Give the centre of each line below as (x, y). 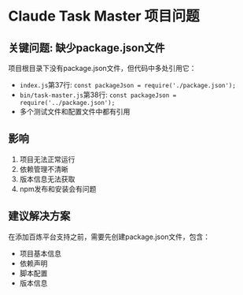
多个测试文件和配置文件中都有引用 (75, 112)
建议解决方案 (39, 217)
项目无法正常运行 (47, 159)
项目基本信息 (40, 253)
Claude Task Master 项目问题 (104, 16)
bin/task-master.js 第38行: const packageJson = (98, 95)
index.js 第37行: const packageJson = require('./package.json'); (127, 85)
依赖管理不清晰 (44, 169)
